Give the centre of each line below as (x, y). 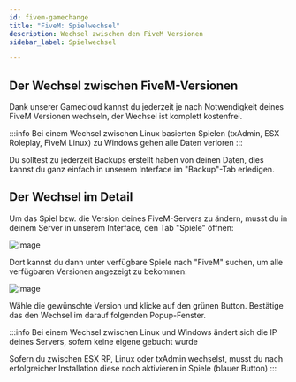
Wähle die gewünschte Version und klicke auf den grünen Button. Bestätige (147, 305)
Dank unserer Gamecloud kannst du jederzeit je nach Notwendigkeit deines (147, 107)
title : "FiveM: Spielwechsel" (65, 26)
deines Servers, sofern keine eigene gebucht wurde (104, 341)
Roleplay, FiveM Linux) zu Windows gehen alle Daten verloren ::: (126, 143)
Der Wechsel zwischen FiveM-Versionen (124, 85)
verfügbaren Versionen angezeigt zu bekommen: (98, 271)
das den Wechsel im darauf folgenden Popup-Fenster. (107, 315)
